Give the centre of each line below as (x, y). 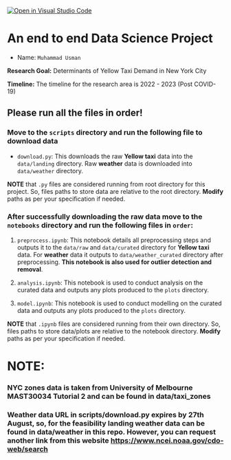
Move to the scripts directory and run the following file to (105, 133)
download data (33, 141)
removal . (30, 269)
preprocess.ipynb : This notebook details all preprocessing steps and (114, 240)
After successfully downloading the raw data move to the (105, 217)
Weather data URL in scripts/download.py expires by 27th (106, 415)
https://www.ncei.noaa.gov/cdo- (167, 440)
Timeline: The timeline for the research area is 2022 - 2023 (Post (100, 84)
